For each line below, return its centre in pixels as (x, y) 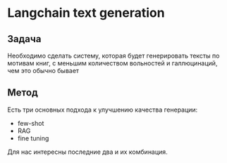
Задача (24, 39)
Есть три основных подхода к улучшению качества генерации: (103, 110)
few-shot (31, 123)
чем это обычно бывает (43, 71)
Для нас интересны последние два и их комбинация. (87, 152)
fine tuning (33, 138)
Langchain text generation (86, 13)
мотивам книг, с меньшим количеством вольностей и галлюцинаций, (112, 63)
